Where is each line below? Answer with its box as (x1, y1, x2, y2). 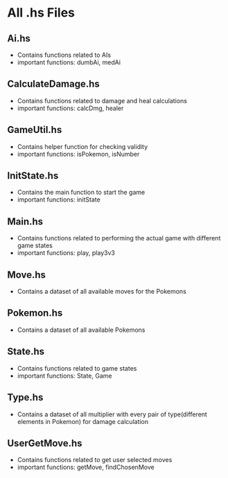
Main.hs (7, 215, 44, 227)
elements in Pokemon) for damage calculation (17, 417, 149, 425)
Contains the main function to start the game (17, 188, 146, 197)
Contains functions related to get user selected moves (17, 456, 173, 464)
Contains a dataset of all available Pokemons (17, 326, 146, 334)
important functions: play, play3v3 (17, 249, 116, 257)
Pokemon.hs (7, 307, 63, 319)
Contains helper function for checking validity (17, 142, 148, 150)
